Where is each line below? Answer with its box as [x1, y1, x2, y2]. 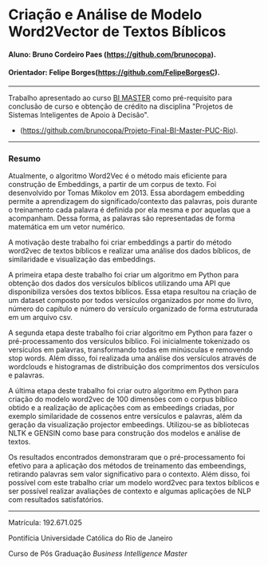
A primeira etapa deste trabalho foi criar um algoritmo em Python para [8, 270, 239, 280]
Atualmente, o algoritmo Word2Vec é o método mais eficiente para [8, 171, 227, 181]
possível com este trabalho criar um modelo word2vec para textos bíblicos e [8, 478, 260, 488]
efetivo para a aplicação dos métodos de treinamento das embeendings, [8, 461, 246, 471]
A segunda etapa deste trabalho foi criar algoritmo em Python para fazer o [8, 328, 253, 337]
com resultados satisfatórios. [8, 495, 104, 504]
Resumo [8, 153, 41, 164]
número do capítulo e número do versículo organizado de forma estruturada [8, 304, 258, 313]
